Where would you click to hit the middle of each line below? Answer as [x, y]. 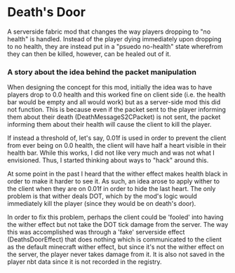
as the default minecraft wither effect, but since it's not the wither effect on [116, 247]
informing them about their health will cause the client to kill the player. [109, 125]
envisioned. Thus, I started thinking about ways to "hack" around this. [108, 160]
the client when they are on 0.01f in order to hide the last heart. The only [112, 189]
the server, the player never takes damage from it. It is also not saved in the [116, 254]
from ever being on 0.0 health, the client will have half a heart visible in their [117, 146]
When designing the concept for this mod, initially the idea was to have [110, 87]
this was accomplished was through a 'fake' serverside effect [96, 232]
